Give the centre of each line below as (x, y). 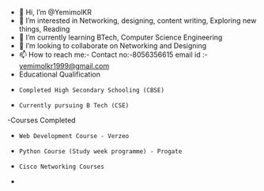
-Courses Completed (41, 120)
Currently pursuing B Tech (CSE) (74, 106)
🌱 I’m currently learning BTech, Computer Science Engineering (121, 37)
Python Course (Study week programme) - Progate (100, 152)
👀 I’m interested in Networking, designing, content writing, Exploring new (138, 21)
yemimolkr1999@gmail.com (64, 66)
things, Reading (44, 29)
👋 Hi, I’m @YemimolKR (55, 12)
